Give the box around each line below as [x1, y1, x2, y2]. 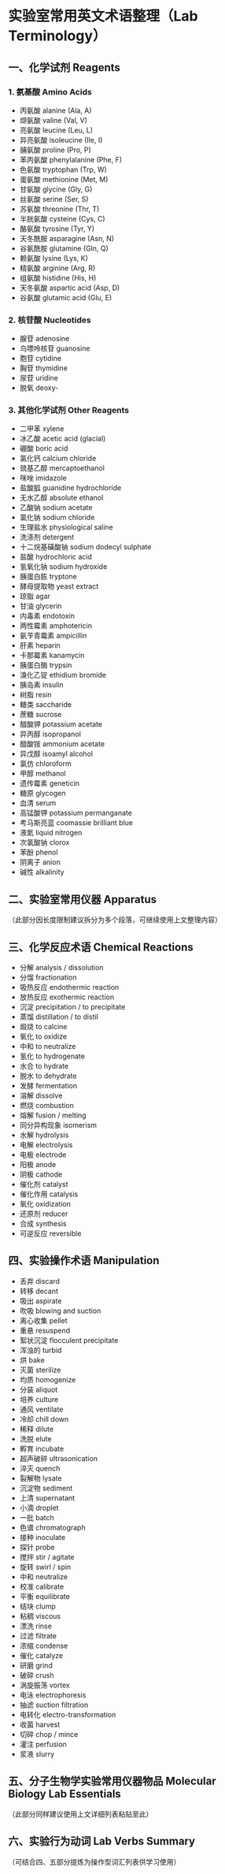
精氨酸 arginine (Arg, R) [19, 263, 96, 273]
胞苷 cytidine [19, 354, 61, 363]
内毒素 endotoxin [19, 612, 75, 621]
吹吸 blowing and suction [19, 1306, 101, 1315]
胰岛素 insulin [19, 680, 65, 690]
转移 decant [19, 1286, 59, 1296]
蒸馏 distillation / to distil [19, 1012, 98, 1021]
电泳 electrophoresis [19, 1690, 87, 1699]
